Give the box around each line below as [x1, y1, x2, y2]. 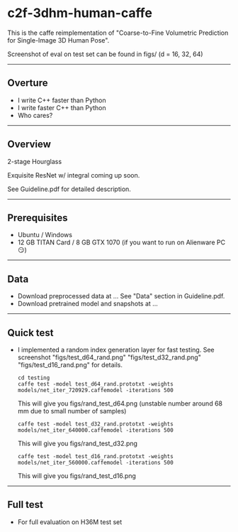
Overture [7, 77, 48, 89]
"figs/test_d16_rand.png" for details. [17, 361, 123, 369]
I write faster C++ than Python [17, 103, 106, 112]
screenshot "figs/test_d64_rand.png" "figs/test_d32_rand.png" [17, 353, 202, 362]
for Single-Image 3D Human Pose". [7, 36, 110, 44]
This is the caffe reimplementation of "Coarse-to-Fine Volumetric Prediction [7, 28, 229, 37]
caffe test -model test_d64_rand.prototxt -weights [17, 381, 174, 388]
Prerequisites [7, 212, 68, 224]
